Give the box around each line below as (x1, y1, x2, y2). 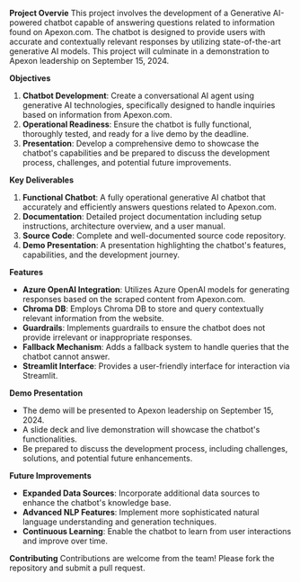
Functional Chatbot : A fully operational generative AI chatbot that (22, 193, 267, 202)
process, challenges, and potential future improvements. (22, 157, 232, 167)
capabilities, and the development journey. (22, 249, 180, 260)
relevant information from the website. (22, 313, 164, 323)
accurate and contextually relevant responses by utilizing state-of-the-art (9, 36, 281, 47)
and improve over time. (22, 535, 109, 546)
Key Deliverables (9, 175, 75, 185)
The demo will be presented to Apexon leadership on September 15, (22, 405, 274, 416)
